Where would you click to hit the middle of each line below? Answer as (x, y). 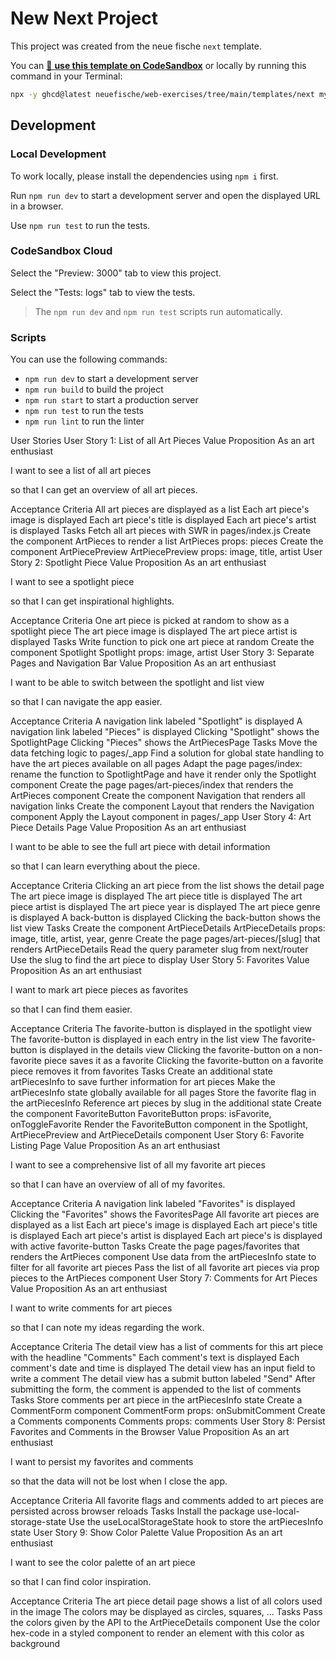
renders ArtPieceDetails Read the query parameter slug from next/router (159, 949)
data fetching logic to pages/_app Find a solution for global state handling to (167, 753)
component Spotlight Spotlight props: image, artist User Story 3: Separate (162, 653)
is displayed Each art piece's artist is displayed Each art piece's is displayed (166, 1236)
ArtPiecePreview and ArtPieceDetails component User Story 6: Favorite (157, 1135)
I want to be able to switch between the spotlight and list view (137, 683)
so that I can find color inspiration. (81, 1582)
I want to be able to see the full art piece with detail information (140, 847)
